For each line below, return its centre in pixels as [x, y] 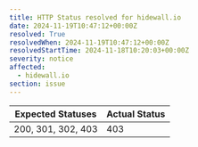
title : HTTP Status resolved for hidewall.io [95, 17]
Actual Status [136, 114]
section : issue [37, 84]
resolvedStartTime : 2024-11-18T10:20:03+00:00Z [99, 51]
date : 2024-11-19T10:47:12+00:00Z [74, 26]
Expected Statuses [56, 114]
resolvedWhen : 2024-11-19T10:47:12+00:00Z [89, 42]
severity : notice [41, 59]
